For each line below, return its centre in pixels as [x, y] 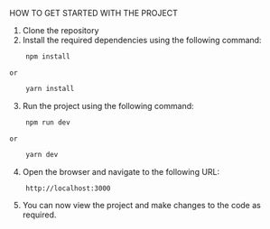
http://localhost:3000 [68, 188]
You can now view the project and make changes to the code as [142, 206]
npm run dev [48, 122]
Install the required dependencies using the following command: [142, 40]
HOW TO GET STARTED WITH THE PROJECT [93, 13]
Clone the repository [61, 30]
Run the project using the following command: [108, 105]
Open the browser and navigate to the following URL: [121, 171]
